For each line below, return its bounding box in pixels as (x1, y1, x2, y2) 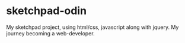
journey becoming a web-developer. (6, 29, 95, 37)
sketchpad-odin (6, 4, 87, 18)
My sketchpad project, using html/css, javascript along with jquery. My (6, 24, 179, 31)
